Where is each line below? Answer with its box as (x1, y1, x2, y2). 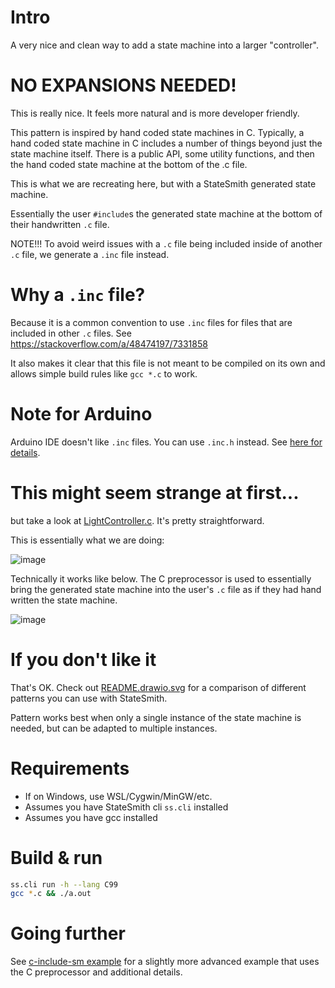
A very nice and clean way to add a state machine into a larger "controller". (10, 39, 319, 51)
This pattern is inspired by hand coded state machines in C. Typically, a (10, 126, 305, 138)
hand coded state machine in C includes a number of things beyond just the (10, 137, 323, 149)
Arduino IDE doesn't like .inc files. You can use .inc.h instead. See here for (10, 436, 323, 448)
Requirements (10, 757, 130, 780)
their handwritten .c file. (10, 218, 110, 230)
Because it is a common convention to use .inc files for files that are (10, 316, 293, 328)
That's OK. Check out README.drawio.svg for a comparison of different (10, 681, 307, 693)
